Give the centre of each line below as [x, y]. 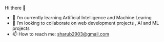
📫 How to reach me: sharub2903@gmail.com [61, 34]
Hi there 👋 [15, 8]
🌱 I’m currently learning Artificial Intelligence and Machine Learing [82, 17]
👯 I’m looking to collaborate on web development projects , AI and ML [86, 23]
